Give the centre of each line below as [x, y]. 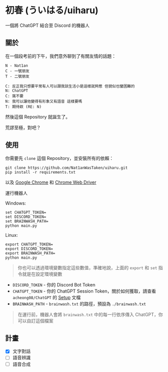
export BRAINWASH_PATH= [30, 253]
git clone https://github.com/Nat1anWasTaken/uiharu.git [67, 168]
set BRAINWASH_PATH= [27, 221]
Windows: [16, 203]
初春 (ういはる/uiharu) [52, 10]
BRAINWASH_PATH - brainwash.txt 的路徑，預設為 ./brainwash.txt [79, 304]
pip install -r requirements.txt [40, 172]
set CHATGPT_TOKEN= [26, 212]
